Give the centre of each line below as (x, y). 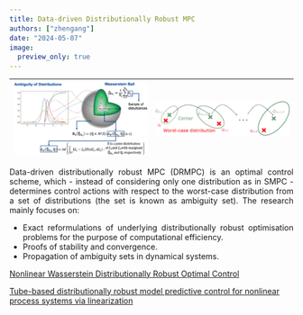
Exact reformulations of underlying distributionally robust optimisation (158, 227)
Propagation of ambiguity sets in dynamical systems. (120, 256)
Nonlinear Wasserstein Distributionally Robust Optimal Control (124, 274)
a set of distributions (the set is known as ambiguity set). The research (151, 200)
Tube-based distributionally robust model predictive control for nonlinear (144, 291)
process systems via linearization (71, 301)
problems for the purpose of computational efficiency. (123, 237)
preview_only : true (54, 57)
